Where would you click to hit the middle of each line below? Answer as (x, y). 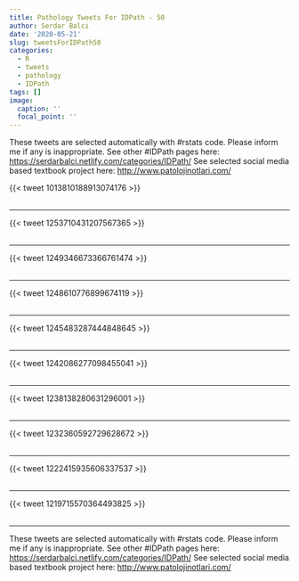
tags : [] (25, 92)
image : (21, 100)
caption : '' (40, 109)
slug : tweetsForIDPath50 (55, 42)
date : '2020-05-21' (45, 34)
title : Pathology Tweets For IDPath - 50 (87, 17)
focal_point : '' (47, 117)
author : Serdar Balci (49, 26)
